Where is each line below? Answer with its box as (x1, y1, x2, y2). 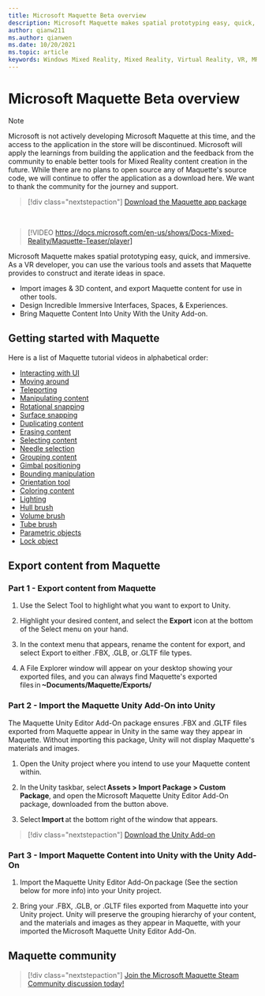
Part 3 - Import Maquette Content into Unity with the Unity (8, 850, 235, 861)
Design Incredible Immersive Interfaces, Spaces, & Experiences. (19, 300, 229, 309)
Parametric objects (19, 528, 81, 537)
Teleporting (19, 384, 58, 394)
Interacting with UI (19, 368, 80, 377)
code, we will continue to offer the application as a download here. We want (8, 173, 255, 183)
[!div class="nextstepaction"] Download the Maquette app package (27, 197, 247, 206)
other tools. (19, 292, 58, 301)
